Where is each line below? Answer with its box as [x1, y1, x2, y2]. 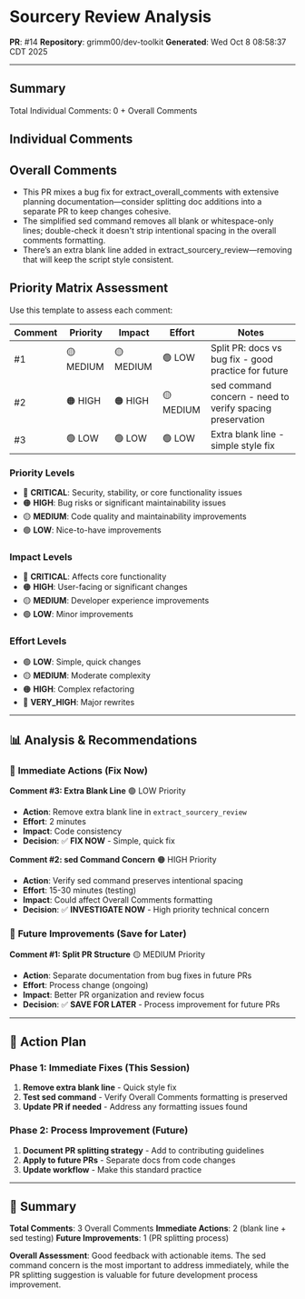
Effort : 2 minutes [22, 816, 86, 827]
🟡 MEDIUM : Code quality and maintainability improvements [22, 511, 247, 522]
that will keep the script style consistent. [22, 254, 174, 265]
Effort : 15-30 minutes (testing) [22, 884, 137, 896]
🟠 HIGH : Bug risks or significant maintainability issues [22, 497, 227, 508]
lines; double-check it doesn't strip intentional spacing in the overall [22, 225, 277, 235]
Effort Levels [9, 635, 67, 647]
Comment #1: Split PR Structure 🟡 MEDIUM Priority [9, 948, 206, 960]
